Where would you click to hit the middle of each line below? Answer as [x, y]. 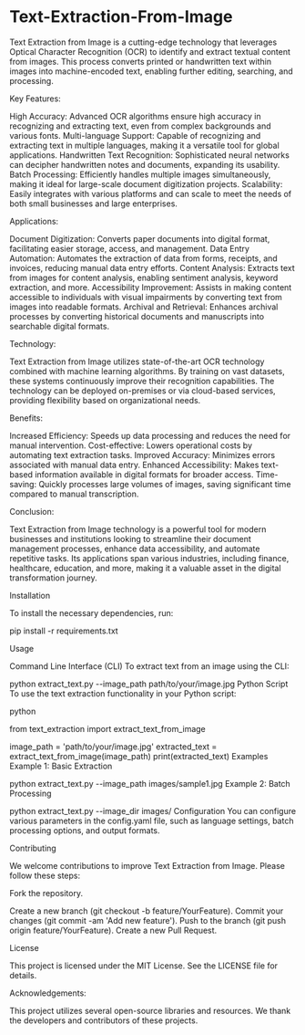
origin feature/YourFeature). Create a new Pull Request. [113, 930]
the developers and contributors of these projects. [104, 1020]
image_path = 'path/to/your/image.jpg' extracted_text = [113, 747]
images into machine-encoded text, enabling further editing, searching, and [151, 71]
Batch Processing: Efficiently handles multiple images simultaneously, [140, 174]
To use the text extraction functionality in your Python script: [123, 693]
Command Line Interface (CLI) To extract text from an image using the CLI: [149, 666]
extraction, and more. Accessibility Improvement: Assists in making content [151, 287]
